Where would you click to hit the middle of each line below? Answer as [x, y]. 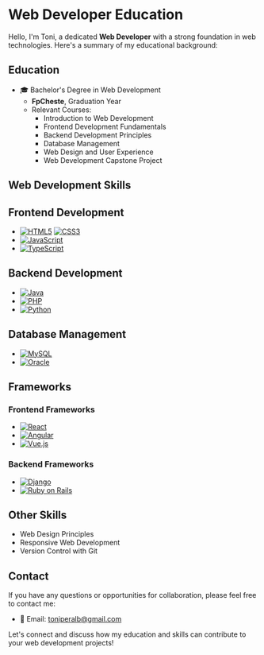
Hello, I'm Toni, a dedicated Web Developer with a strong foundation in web [132, 37]
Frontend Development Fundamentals [105, 126]
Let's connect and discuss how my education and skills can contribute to [127, 634]
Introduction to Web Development [98, 118]
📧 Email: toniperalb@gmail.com [71, 619]
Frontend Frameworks [52, 409]
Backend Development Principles [98, 135]
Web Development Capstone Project [103, 160]
